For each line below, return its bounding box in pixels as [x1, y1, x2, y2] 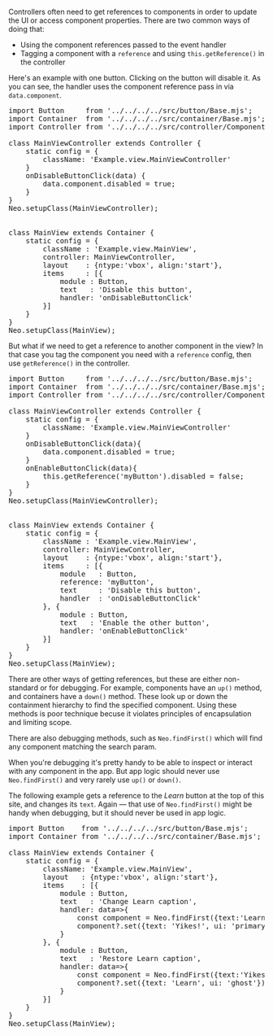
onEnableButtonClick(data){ [25, 464, 137, 473]
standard [8, 683, 39, 693]
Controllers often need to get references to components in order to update [8, 7, 258, 16]
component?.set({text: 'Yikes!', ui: [76, 921, 227, 930]
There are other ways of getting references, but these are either [8, 675, 222, 684]
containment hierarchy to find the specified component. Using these [8, 700, 237, 710]
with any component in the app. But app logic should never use [8, 767, 220, 776]
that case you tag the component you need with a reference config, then [8, 350, 252, 359]
